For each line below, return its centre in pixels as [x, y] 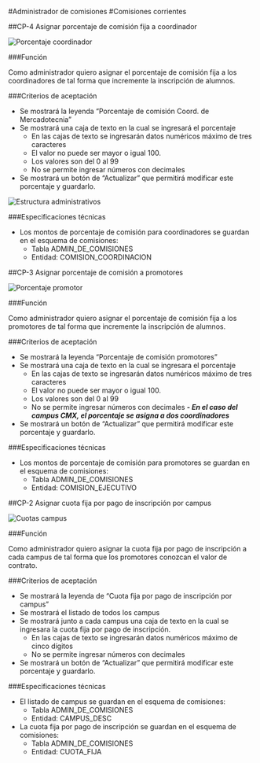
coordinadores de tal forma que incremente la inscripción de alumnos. [122, 81]
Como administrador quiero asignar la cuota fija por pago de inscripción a [128, 549]
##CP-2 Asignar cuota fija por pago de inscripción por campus [110, 503]
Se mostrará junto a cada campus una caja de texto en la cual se [124, 621]
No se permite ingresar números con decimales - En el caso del [134, 407]
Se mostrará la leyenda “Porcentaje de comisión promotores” [118, 357]
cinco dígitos [52, 646]
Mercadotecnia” [46, 120]
